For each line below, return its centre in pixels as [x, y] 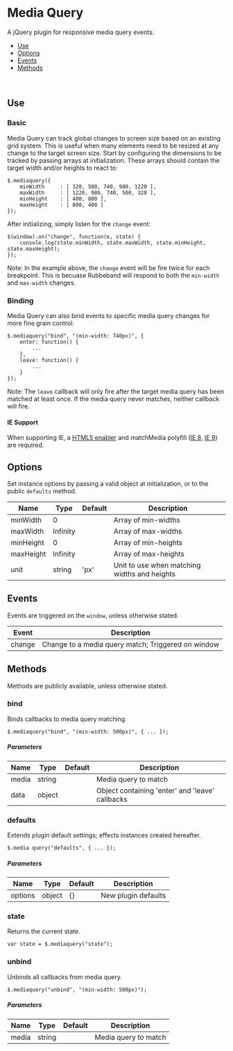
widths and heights [145, 574]
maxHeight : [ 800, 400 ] [62, 205]
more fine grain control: [41, 323]
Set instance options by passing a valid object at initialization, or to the [108, 483]
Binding [20, 301]
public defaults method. [42, 491]
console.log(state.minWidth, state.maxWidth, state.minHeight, [113, 243]
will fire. [18, 406]
